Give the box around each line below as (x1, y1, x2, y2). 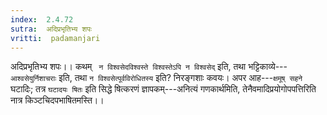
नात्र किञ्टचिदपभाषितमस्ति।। (10, 94, 105, 106)
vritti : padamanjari (10, 33, 101, 43)
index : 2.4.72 (10, 14, 74, 25)
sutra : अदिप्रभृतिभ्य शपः (10, 24, 92, 34)
